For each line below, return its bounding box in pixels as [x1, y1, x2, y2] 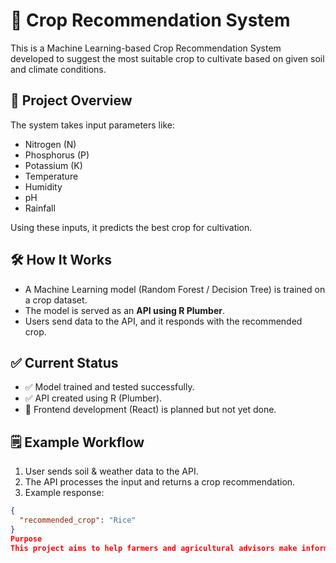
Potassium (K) [24, 159, 83, 171]
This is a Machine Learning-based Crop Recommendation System [10, 42, 282, 54]
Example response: [24, 487, 105, 499]
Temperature [24, 170, 79, 182]
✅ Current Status [10, 354, 119, 371]
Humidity [24, 180, 63, 193]
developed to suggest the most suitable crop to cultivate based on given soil [10, 52, 325, 64]
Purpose [10, 534, 43, 544]
